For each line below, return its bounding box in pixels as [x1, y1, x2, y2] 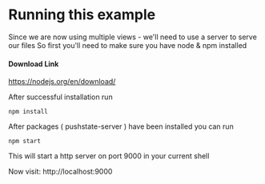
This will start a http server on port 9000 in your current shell [8, 151, 210, 161]
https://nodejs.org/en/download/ [8, 77, 116, 86]
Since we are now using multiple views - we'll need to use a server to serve [8, 32, 258, 42]
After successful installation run [8, 92, 114, 102]
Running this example [8, 6, 156, 24]
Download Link [8, 58, 59, 69]
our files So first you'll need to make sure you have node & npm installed [8, 40, 247, 50]
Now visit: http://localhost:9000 [8, 166, 113, 177]
